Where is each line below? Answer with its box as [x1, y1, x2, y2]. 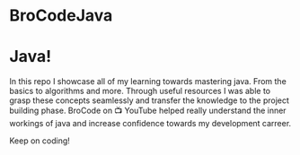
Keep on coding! [9, 135, 70, 146]
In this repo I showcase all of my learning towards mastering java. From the [9, 76, 287, 87]
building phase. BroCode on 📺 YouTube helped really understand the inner [9, 105, 287, 116]
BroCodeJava [9, 5, 113, 26]
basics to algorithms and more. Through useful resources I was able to [9, 86, 271, 97]
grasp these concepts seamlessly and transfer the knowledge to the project [9, 95, 290, 106]
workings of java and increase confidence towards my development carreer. [9, 118, 292, 129]
